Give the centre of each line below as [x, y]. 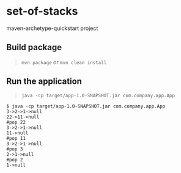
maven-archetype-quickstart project [52, 28]
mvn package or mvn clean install [64, 62]
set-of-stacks [42, 11]
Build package [34, 47]
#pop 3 [15, 149]
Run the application [44, 82]
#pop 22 [16, 122]
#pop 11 [16, 138]
